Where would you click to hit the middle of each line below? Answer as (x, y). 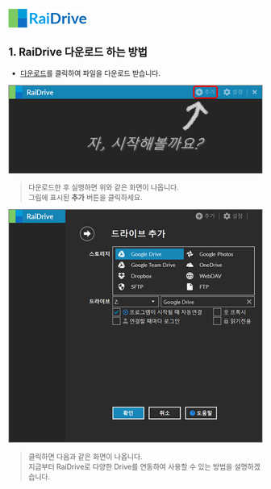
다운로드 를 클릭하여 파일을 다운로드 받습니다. (90, 73)
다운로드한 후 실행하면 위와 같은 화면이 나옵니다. (103, 187)
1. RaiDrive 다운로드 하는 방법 (78, 52)
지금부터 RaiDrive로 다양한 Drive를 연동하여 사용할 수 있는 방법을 (130, 467)
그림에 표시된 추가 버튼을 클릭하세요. (85, 197)
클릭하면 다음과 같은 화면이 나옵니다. (85, 457)
